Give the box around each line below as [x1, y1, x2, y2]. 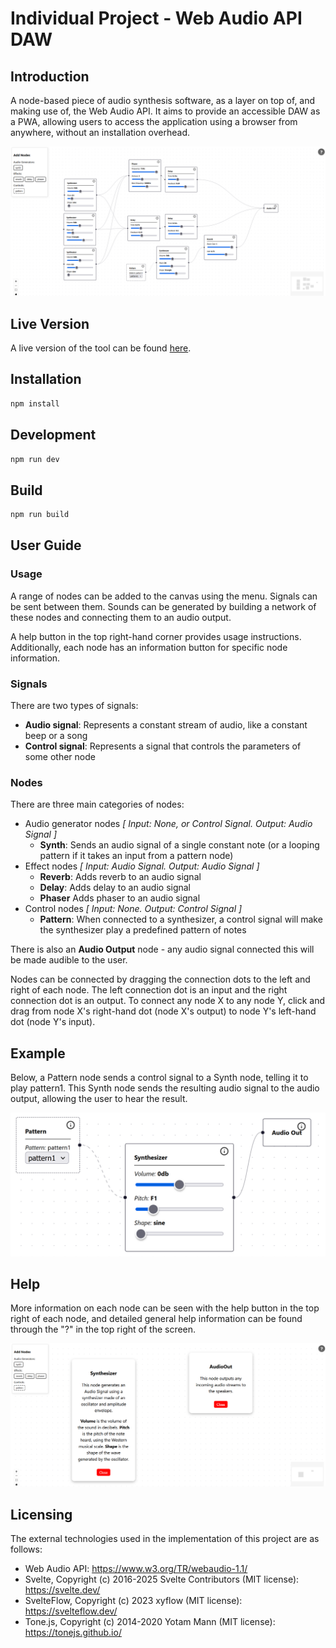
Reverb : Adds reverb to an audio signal [39, 871, 202, 883]
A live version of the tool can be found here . [10, 342, 192, 354]
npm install [10, 398, 60, 409]
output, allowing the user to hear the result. [10, 1093, 188, 1105]
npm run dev [10, 454, 60, 464]
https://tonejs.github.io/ [24, 1627, 122, 1639]
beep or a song [24, 730, 88, 742]
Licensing [10, 1506, 73, 1523]
